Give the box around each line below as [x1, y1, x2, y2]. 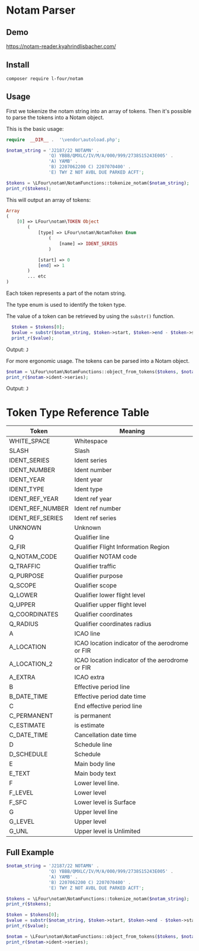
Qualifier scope [74, 581, 117, 590]
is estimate [74, 721, 105, 730]
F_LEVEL [9, 789, 34, 797]
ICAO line [74, 629, 101, 638]
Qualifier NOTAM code [74, 552, 137, 561]
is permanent [74, 712, 111, 720]
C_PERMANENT [9, 712, 53, 720]
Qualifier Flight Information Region [74, 543, 170, 551]
